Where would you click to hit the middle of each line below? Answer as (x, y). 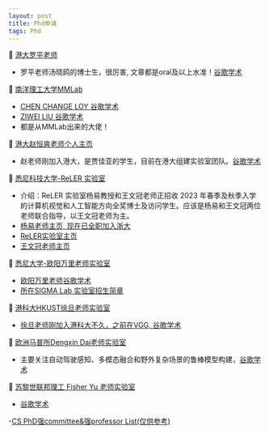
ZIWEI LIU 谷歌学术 (52, 117)
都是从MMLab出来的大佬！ (65, 127)
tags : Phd (25, 31)
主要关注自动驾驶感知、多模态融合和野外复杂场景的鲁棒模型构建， (130, 360)
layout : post (30, 16)
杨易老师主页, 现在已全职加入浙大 (75, 226)
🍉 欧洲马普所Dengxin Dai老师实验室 (67, 343)
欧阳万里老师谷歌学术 (55, 281)
